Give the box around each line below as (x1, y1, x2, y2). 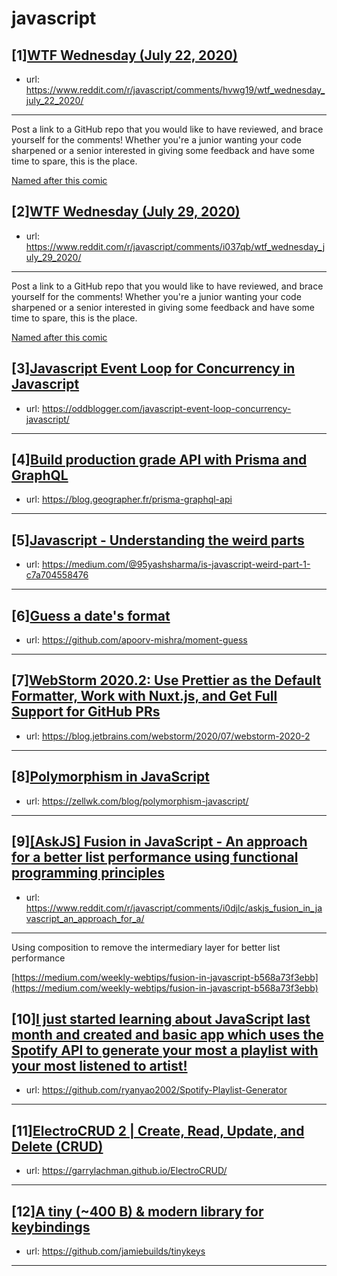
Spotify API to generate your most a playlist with (11, 1042, 319, 1059)
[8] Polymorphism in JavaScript (11, 768, 210, 786)
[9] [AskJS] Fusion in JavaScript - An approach (11, 833, 308, 851)
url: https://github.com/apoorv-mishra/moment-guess (25, 634, 248, 646)
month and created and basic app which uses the (11, 1026, 324, 1043)
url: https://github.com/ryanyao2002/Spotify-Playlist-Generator (25, 1084, 288, 1096)
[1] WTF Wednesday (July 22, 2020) (11, 47, 238, 64)
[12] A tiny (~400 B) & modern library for (11, 1203, 264, 1220)
